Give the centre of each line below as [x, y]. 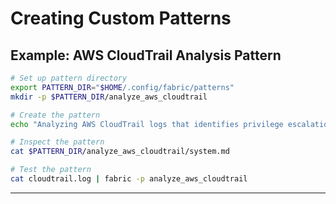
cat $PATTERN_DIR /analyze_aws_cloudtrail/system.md [120, 152]
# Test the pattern [51, 170]
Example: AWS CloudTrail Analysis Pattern [146, 55]
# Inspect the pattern [57, 142]
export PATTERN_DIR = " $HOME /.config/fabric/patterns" [122, 87]
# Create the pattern [55, 115]
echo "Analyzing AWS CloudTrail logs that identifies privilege [147, 124]
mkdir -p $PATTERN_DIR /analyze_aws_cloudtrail [109, 97]
